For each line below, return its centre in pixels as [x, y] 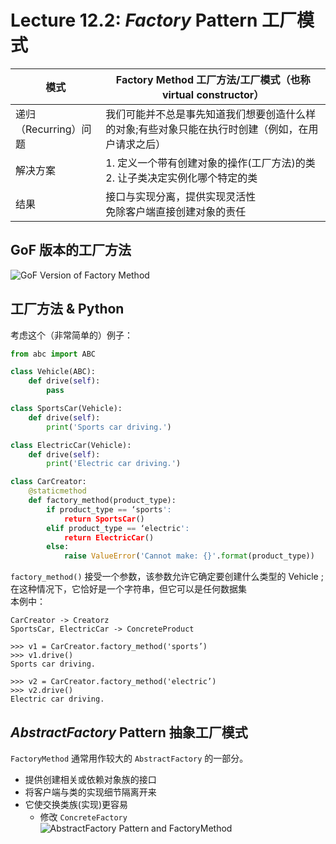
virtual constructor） [213, 94]
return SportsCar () [104, 519]
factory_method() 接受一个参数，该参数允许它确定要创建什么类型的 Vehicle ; [167, 577]
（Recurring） [48, 129]
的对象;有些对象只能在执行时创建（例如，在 [207, 129]
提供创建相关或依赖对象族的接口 [90, 779]
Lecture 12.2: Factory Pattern [134, 20]
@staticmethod [57, 491]
